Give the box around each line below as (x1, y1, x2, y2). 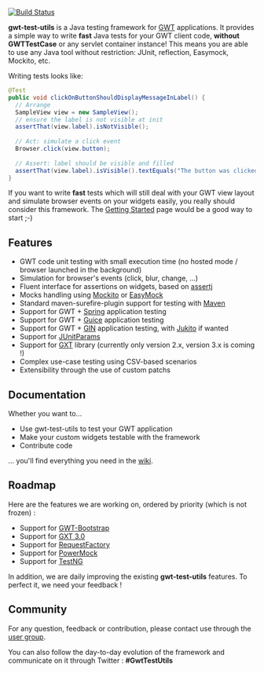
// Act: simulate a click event (15, 137, 122, 145)
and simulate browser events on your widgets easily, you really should (8, 196, 236, 206)
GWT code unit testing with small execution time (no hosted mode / (19, 257, 238, 266)
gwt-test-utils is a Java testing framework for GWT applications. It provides (8, 23, 255, 31)
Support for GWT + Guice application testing (19, 315, 164, 325)
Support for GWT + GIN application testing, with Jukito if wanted (19, 324, 229, 333)
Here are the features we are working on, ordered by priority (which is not (8, 499, 247, 509)
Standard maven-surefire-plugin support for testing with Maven (19, 298, 225, 308)
